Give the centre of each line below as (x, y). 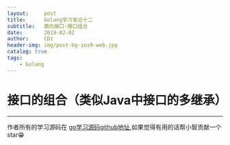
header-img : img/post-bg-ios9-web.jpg (62, 45)
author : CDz (30, 39)
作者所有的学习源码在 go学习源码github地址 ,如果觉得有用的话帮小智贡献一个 (114, 127)
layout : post (32, 13)
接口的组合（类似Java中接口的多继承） (117, 100)
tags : (15, 58)
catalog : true (27, 52)
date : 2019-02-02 (41, 32)
